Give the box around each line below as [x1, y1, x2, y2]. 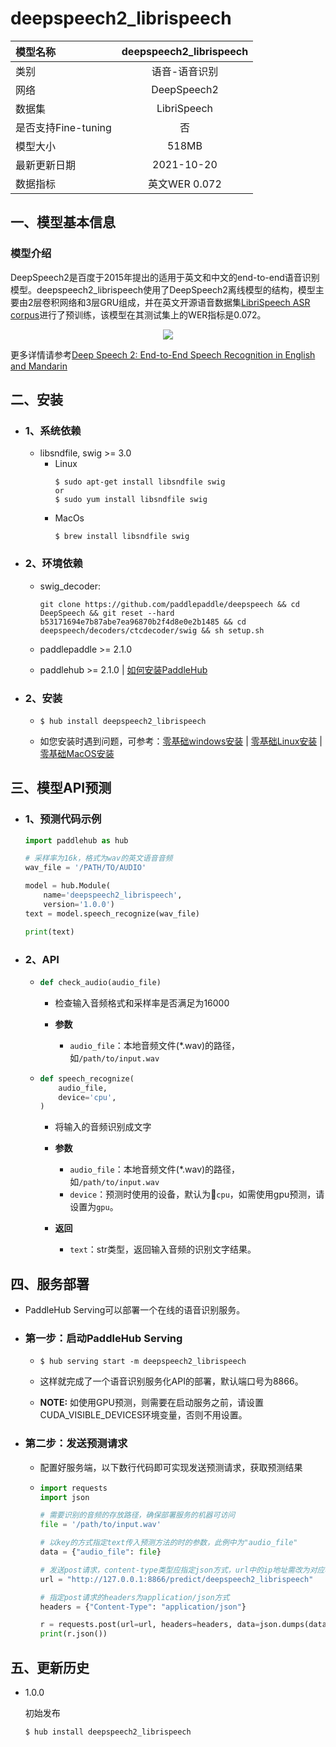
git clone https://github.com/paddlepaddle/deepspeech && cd [39, 599, 300, 609]
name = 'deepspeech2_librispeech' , [43, 890, 183, 901]
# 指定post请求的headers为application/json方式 [39, 1592, 230, 1602]
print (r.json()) [39, 1629, 108, 1639]
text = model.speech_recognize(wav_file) [24, 908, 201, 919]
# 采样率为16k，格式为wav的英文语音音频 [24, 853, 173, 864]
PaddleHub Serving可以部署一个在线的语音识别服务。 [24, 1304, 246, 1316]
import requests [39, 1483, 108, 1493]
